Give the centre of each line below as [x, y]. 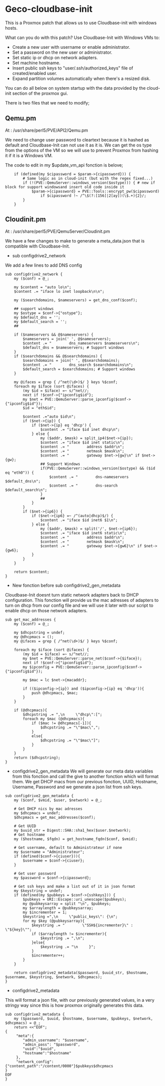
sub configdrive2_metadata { [35, 1014]
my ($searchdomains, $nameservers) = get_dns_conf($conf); [76, 300]
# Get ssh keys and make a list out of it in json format [75, 886]
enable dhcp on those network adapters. [46, 610]
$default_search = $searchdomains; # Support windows [79, 369]
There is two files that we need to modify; [47, 103]
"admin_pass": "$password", [51, 1044]
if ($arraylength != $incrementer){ [69, 934]
